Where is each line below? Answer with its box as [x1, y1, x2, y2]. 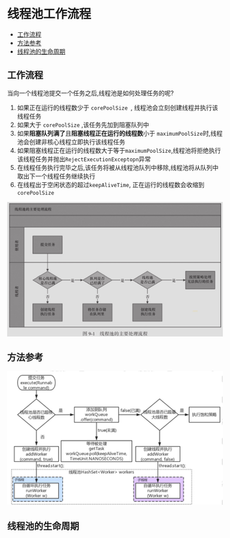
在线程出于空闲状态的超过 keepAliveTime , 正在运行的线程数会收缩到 [16, 180, 205, 188]
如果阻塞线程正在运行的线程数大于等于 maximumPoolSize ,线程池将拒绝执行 [16, 146, 221, 154]
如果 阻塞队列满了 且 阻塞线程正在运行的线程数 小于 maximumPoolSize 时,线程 [16, 129, 223, 137]
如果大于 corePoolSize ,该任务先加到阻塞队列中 [16, 121, 149, 129]
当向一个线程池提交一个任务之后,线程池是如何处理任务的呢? [7, 88, 175, 97]
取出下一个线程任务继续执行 [16, 172, 96, 180]
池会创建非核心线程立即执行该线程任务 [16, 138, 125, 146]
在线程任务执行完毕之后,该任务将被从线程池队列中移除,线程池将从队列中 [16, 163, 219, 171]
